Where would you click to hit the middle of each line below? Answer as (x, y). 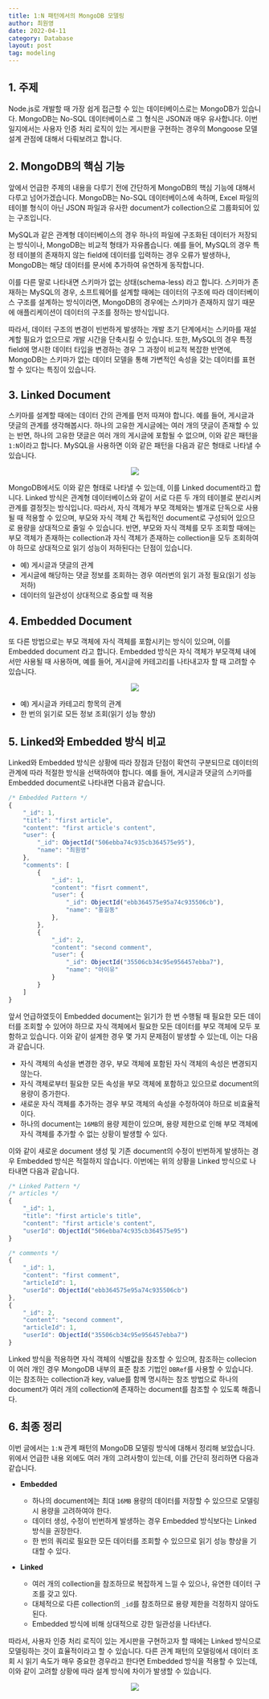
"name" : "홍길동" (92, 910)
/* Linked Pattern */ (45, 1186)
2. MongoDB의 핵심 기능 (67, 167)
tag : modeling (32, 53)
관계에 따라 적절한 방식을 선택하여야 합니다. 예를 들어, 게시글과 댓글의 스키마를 (130, 773)
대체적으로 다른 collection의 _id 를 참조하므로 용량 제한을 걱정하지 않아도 (145, 1603)
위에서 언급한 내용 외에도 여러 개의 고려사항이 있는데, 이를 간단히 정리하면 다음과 (134, 1458)
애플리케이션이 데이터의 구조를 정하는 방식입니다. (93, 312)
